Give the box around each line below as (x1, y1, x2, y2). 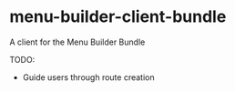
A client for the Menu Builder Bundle (9, 36, 146, 47)
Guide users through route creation (22, 71, 155, 83)
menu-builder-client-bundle (9, 6, 227, 27)
